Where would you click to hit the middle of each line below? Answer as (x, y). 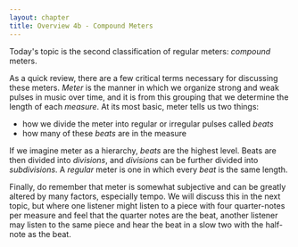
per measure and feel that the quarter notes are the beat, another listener (144, 215)
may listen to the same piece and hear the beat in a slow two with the (137, 225)
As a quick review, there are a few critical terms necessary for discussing (144, 78)
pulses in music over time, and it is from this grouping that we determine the (149, 97)
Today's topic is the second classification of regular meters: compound (140, 51)
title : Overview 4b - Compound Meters (81, 26)
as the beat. (50, 234)
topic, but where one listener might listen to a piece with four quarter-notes (147, 205)
